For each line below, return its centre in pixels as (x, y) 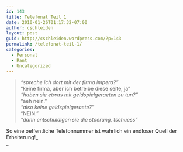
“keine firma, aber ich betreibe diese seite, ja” (75, 89)
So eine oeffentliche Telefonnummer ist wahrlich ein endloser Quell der (91, 131)
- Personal (25, 55)
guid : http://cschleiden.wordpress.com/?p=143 (64, 39)
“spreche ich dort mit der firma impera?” (69, 82)
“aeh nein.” (34, 101)
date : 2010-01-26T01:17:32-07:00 (47, 22)
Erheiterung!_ (22, 137)
